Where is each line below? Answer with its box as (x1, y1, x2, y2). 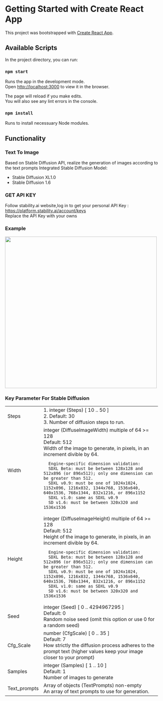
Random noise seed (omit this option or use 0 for (43, 616, 155, 622)
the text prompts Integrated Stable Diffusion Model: (5, 165, 108, 171)
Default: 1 (43, 668, 66, 675)
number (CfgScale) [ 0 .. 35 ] (43, 630, 110, 636)
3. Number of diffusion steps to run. (43, 419, 125, 425)
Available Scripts (5, 44, 57, 52)
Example (5, 225, 26, 232)
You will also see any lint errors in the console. (5, 98, 98, 104)
